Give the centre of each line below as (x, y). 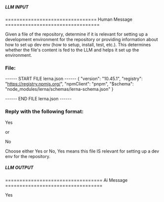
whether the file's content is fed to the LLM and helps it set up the (72, 50)
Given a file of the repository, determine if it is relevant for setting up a (77, 34)
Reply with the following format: (44, 112)
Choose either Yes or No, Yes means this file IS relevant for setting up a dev (82, 151)
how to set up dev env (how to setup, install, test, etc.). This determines (78, 44)
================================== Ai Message (66, 180)
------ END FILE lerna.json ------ (39, 99)
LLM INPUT (17, 7)
